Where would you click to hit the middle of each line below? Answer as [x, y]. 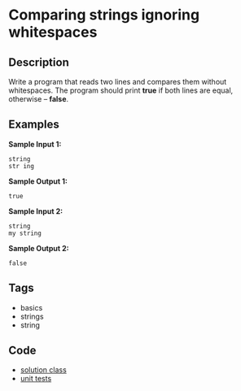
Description [39, 62]
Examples [34, 125]
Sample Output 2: [39, 248]
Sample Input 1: [35, 144]
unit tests [36, 379]
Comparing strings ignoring [104, 15]
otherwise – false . [39, 99]
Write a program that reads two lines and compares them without [118, 82]
